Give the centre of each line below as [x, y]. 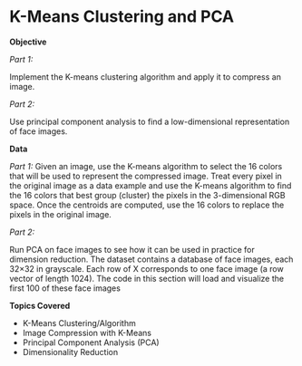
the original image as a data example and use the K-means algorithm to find [151, 185]
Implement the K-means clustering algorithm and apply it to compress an [145, 77]
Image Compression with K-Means [87, 332]
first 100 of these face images [65, 288]
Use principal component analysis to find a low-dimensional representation [150, 121]
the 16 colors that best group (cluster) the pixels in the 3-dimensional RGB [147, 195]
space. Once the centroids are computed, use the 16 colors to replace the [147, 205]
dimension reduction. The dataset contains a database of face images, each [151, 259]
